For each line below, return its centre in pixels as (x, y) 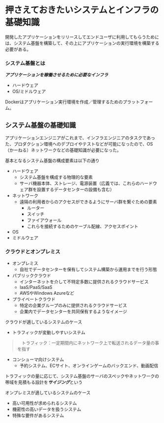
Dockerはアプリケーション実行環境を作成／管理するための (64, 102)
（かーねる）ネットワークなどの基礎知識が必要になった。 (63, 150)
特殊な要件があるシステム (38, 416)
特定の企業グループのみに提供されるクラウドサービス (73, 305)
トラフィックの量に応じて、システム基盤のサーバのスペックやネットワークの (82, 376)
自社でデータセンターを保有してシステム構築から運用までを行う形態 (88, 270)
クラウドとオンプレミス (33, 251)
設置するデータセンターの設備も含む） (75, 189)
